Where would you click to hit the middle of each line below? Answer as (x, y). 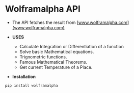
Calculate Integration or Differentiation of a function (72, 46)
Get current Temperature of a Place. (56, 67)
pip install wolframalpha (31, 85)
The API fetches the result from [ (45, 22)
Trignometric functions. (43, 56)
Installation (24, 76)
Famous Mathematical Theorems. (53, 62)
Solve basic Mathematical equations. (57, 52)
